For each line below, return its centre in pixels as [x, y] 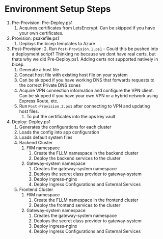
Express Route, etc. [39, 101]
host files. [29, 111]
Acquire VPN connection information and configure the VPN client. [86, 90]
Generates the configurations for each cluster [65, 127]
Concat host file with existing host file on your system [73, 75]
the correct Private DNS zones [50, 85]
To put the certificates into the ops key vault [71, 116]
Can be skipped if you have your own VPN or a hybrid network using [88, 95]
